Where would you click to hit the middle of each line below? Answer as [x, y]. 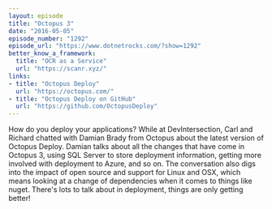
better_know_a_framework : [52, 53]
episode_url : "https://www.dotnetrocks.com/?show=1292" [105, 46]
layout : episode [36, 16]
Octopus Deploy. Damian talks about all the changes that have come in [127, 147]
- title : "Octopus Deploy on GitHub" [72, 99]
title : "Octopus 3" [41, 23]
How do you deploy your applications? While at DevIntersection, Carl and [131, 130]
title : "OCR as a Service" [61, 62]
